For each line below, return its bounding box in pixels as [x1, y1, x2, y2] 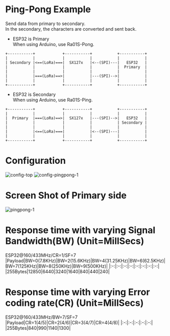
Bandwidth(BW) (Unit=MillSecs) [5, 235, 144, 247]
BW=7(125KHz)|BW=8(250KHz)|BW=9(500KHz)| [5, 263, 108, 269]
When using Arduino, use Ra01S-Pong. [12, 41, 94, 47]
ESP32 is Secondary [12, 91, 56, 98]
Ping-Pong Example [5, 4, 91, 15]
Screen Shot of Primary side [5, 190, 127, 201]
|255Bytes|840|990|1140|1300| [5, 325, 71, 331]
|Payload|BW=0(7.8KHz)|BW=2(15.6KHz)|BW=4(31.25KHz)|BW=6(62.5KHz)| [5, 257, 166, 263]
